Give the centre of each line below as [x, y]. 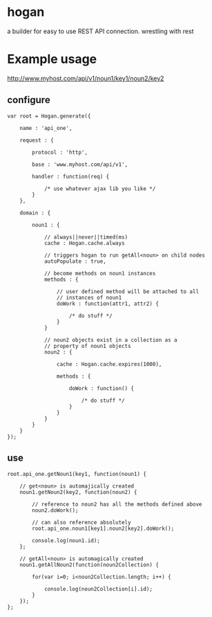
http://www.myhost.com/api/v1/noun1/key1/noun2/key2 [86, 78]
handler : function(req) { [71, 176]
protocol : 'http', [60, 152]
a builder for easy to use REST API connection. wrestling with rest [100, 31]
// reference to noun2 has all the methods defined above [117, 504]
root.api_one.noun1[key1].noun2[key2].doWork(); [103, 528]
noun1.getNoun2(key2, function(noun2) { [78, 492]
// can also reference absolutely [81, 522]
